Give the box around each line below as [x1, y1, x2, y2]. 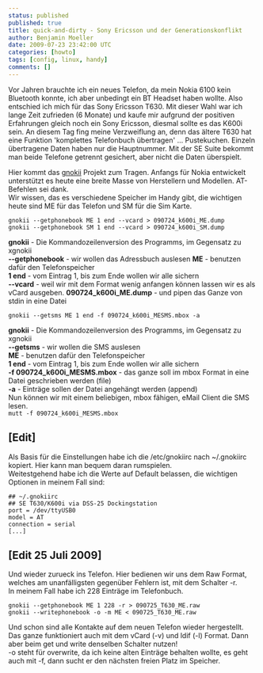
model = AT [8, 513, 44, 521]
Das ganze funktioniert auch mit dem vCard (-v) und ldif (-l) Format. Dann [8, 631, 249, 641]
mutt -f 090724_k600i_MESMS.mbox [8, 409, 119, 417]
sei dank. [39, 184, 69, 194]
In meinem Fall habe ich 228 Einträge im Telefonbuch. [8, 587, 184, 596]
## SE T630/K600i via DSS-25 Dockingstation [8, 500, 158, 508]
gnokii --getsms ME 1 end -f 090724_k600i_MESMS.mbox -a [8, 311, 200, 319]
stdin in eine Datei [8, 296, 67, 306]
